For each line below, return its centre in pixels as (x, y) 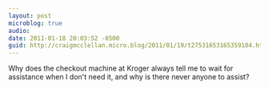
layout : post (30, 16)
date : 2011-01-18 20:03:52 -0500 (64, 38)
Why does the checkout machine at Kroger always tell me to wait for (121, 68)
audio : (19, 30)
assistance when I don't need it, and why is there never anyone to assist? (129, 77)
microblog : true (35, 23)
